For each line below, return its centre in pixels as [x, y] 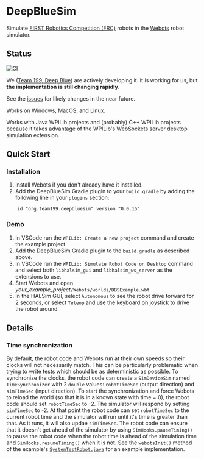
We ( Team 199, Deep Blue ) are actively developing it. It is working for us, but [102, 80]
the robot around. [37, 308]
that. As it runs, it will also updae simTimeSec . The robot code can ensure [97, 423]
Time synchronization [40, 346]
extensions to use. [38, 276]
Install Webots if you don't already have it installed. [79, 185]
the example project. [41, 244]
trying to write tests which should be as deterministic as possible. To [92, 372]
